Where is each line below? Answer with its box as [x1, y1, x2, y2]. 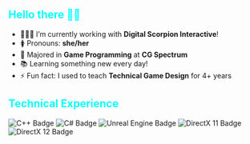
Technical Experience [8, 97, 119, 110]
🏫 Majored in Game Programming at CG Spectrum [19, 50, 188, 59]
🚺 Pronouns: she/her [19, 38, 90, 48]
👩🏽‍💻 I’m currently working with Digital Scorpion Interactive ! [19, 29, 219, 38]
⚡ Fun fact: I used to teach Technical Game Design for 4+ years [19, 70, 232, 80]
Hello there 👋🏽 [8, 8, 81, 22]
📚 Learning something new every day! [19, 58, 148, 68]
